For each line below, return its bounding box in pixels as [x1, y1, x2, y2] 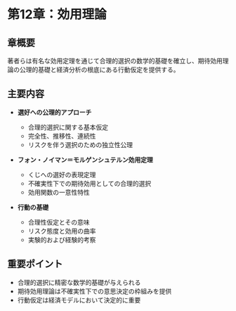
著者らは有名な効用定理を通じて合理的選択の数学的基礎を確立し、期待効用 [7, 57, 223, 65]
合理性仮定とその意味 [27, 217, 90, 226]
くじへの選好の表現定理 [27, 170, 96, 179]
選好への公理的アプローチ [17, 108, 92, 116]
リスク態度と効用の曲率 [27, 227, 96, 235]
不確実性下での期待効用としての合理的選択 [27, 179, 152, 187]
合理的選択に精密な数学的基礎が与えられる [17, 278, 141, 286]
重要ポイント [7, 258, 63, 270]
